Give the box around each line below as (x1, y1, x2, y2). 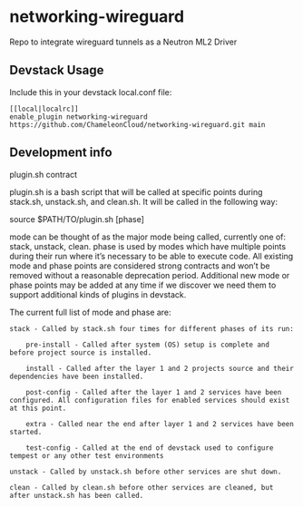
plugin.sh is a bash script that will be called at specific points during (9, 186, 263, 197)
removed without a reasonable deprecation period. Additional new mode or (9, 269, 290, 280)
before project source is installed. (9, 347, 152, 357)
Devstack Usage (9, 63, 104, 78)
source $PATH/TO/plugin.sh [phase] (9, 213, 145, 224)
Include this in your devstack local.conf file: (9, 86, 172, 97)
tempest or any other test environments (9, 451, 165, 460)
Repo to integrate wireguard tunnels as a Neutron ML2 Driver (9, 36, 238, 47)
